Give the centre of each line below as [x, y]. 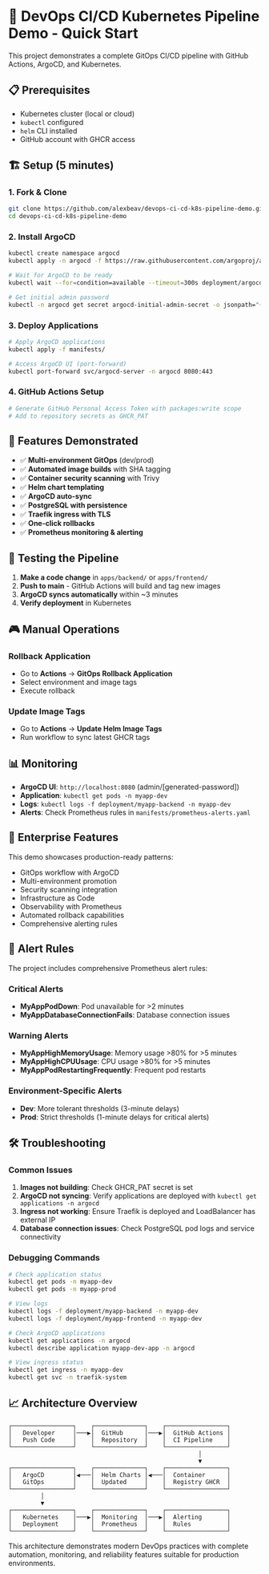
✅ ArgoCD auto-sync [56, 496]
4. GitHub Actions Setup [56, 392]
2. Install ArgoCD [42, 237]
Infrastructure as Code [57, 898]
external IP [38, 1220]
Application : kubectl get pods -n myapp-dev [94, 795]
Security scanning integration [68, 889]
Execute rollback [47, 690]
